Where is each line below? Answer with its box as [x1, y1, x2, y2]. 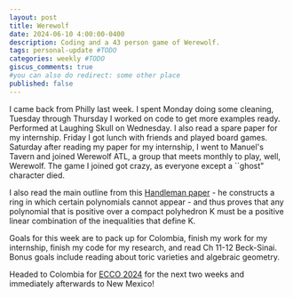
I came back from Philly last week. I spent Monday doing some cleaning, [9, 103, 274, 114]
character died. [9, 170, 65, 181]
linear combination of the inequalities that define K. [9, 215, 196, 226]
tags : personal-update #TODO [9, 46, 117, 55]
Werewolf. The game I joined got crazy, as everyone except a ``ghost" [9, 160, 265, 171]
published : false [9, 79, 74, 88]
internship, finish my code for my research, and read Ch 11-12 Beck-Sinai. [9, 242, 278, 253]
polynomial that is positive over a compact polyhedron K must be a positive [9, 205, 284, 216]
